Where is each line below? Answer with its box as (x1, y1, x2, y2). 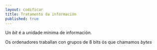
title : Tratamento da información (5, 12, 77, 17)
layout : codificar (5, 7, 43, 12)
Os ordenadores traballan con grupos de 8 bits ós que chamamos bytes (5, 39, 153, 45)
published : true (5, 16, 39, 21)
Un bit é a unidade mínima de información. (5, 30, 92, 36)
